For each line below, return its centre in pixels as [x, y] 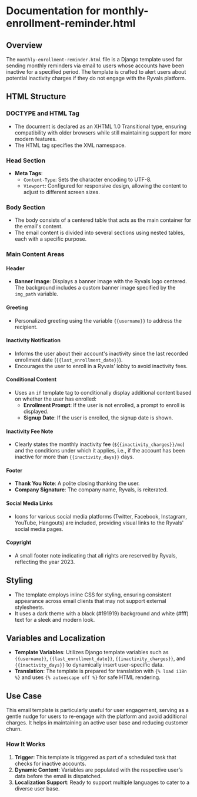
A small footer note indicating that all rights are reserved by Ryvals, [96, 555]
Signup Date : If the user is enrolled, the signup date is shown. [98, 418]
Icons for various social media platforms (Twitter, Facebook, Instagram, [101, 516]
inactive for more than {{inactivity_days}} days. [74, 457]
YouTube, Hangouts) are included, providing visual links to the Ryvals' [99, 523]
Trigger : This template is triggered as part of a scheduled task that [95, 757]
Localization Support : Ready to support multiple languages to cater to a [102, 782]
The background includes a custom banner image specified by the [95, 288]
